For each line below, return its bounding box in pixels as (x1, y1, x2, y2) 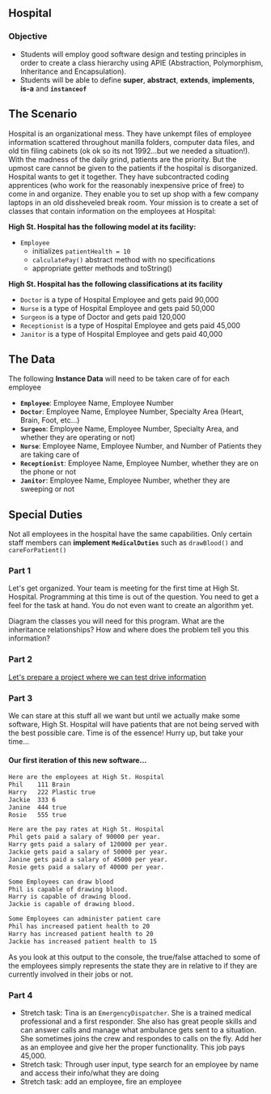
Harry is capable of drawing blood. (8, 892, 132, 901)
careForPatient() (8, 547, 67, 555)
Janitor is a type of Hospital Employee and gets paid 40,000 (19, 329, 223, 338)
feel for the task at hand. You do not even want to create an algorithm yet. (8, 601, 254, 611)
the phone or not (19, 467, 77, 477)
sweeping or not (19, 484, 75, 494)
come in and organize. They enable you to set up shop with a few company (8, 189, 259, 198)
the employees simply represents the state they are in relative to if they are (8, 960, 257, 970)
